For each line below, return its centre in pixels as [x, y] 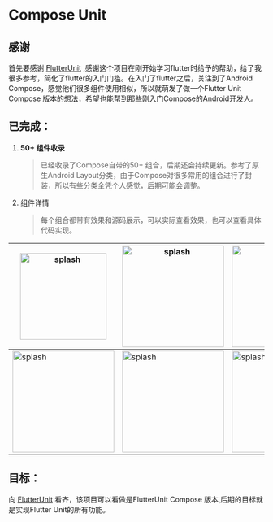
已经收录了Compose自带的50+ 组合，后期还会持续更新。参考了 [146, 165]
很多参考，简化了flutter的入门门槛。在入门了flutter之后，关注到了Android [131, 78]
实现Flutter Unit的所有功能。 [62, 509]
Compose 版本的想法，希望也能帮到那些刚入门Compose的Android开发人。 [133, 98]
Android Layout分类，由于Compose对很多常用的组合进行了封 [150, 175]
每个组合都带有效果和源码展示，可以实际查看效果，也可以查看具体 [151, 220]
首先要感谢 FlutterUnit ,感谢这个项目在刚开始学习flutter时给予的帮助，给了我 [135, 68]
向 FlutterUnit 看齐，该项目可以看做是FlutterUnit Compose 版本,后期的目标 [132, 499]
